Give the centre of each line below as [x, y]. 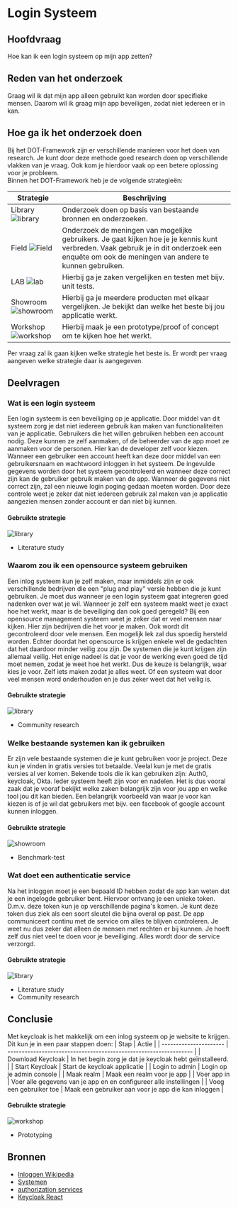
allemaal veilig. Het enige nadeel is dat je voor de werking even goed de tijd [118, 656]
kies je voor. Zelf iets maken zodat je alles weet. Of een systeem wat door [115, 671]
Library [23, 209]
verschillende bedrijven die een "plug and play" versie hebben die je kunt [114, 588]
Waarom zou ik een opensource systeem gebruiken [97, 565]
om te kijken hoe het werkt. [107, 336]
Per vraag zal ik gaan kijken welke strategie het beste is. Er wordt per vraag [117, 353]
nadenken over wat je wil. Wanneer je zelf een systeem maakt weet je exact [118, 604]
